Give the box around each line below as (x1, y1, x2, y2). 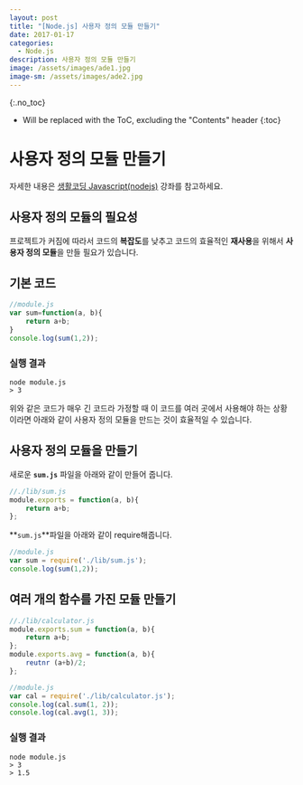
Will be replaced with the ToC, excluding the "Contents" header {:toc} (22, 114, 281, 125)
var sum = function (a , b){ (9, 308, 103, 317)
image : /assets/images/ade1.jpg (9, 64, 131, 73)
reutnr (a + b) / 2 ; (25, 658, 87, 667)
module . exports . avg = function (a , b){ (9, 650, 155, 659)
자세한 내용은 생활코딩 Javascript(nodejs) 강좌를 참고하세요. (9, 180, 224, 191)
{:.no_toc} (9, 97, 46, 108)
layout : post (9, 13, 59, 23)
